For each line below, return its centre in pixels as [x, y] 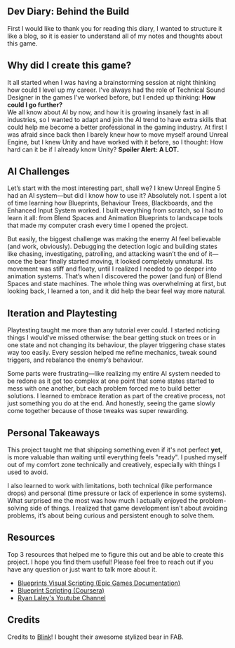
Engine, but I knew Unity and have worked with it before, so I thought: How [115, 142]
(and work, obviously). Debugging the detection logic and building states [112, 247]
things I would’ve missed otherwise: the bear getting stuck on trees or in [112, 338]
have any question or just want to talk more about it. [82, 569]
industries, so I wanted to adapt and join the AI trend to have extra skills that [117, 119]
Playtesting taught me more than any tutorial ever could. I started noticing [114, 330]
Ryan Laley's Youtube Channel [62, 598]
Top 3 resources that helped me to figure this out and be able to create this [116, 554]
